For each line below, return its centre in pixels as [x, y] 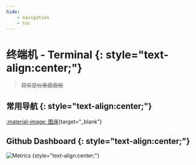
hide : [13, 12]
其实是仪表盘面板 [42, 86]
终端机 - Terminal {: [55, 54]
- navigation [33, 17]
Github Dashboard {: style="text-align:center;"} [98, 141]
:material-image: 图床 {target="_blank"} [54, 122]
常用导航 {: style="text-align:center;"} [79, 106]
